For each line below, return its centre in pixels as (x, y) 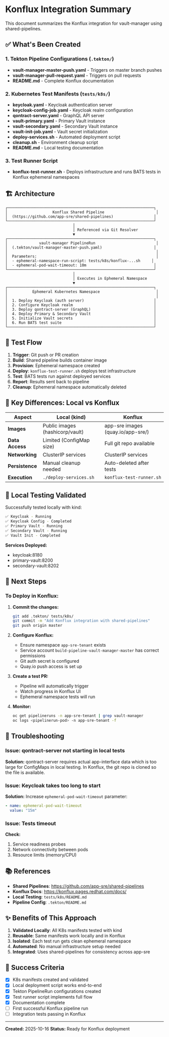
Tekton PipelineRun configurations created (57, 991)
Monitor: (22, 707)
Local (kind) (71, 417)
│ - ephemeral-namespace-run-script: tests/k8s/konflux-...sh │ (80, 261)
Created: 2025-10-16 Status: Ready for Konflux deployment (67, 1028)
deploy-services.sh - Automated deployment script (66, 137)
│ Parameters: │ (82, 257)
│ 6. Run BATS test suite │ (81, 323)
